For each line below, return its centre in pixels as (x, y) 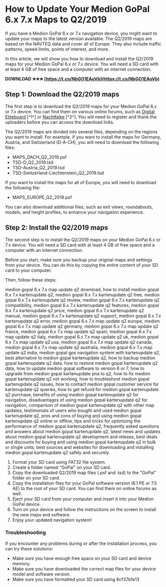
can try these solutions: (29, 548)
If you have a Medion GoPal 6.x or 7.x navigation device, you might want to (81, 33)
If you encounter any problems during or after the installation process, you (81, 543)
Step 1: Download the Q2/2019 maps (62, 94)
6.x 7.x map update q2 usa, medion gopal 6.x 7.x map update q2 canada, (79, 342)
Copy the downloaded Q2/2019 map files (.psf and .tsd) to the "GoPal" (84, 472)
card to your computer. (28, 270)
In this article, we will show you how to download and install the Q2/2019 (79, 58)
